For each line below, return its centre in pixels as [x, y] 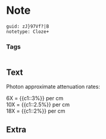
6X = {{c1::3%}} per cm [35, 98]
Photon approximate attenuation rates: [53, 87]
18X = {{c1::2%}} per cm [36, 111]
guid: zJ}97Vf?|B [28, 26]
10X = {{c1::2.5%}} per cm [38, 105]
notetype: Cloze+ [28, 31]
